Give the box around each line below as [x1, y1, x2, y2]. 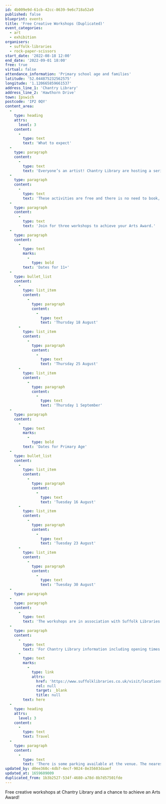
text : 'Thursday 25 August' [40, 362, 98, 367]
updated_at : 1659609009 [5, 771, 54, 776]
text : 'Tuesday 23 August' [40, 541, 96, 546]
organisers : [5, 40, 30, 45]
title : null [36, 693, 61, 698]
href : [36, 679, 48, 684]
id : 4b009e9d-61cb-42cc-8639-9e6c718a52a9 [5, 7, 94, 12]
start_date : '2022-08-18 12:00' [5, 53, 72, 58]
